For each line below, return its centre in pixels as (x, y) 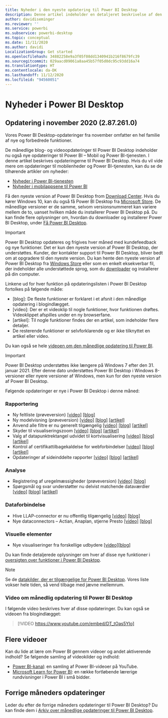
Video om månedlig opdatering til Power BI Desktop (69, 598)
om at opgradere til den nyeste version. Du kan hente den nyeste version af (83, 258)
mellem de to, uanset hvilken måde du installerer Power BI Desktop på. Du (81, 212)
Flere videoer (26, 639)
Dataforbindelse (25, 505)
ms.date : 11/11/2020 (27, 43)
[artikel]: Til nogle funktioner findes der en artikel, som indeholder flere (85, 320)
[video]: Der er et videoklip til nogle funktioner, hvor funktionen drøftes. (86, 309)
